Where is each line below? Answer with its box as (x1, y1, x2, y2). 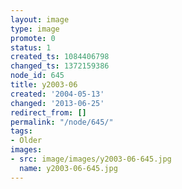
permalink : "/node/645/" (10, 117, 114, 127)
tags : (10, 126, 33, 136)
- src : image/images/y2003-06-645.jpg (10, 154, 172, 164)
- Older (10, 136, 43, 146)
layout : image (10, 14, 70, 25)
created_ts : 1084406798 (10, 52, 110, 62)
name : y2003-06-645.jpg (19, 163, 118, 173)
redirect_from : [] (10, 107, 87, 118)
